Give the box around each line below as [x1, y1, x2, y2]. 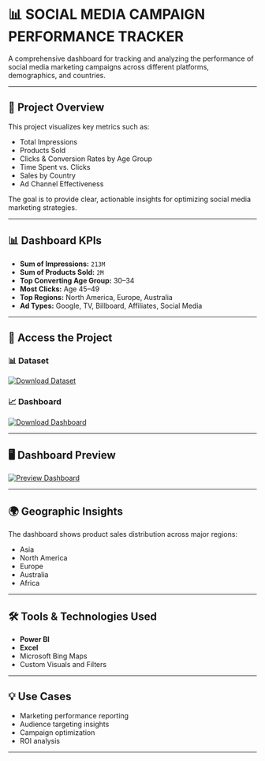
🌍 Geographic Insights [8, 504, 124, 518]
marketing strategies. [8, 202, 77, 212]
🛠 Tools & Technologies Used [8, 609, 158, 623]
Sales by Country [19, 171, 77, 180]
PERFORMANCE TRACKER [8, 28, 184, 46]
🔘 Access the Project [8, 331, 113, 344]
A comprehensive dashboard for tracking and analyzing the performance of [8, 54, 254, 63]
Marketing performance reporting [19, 710, 129, 720]
